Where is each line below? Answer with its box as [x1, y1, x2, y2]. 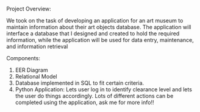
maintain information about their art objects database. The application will [6, 24, 191, 30]
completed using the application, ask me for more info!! [15, 99, 154, 106]
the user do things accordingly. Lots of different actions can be [15, 93, 174, 99]
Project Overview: [6, 5, 52, 12]
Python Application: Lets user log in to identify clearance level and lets [15, 86, 192, 93]
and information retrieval [6, 43, 68, 50]
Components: [6, 55, 41, 61]
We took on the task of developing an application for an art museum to [6, 17, 184, 24]
